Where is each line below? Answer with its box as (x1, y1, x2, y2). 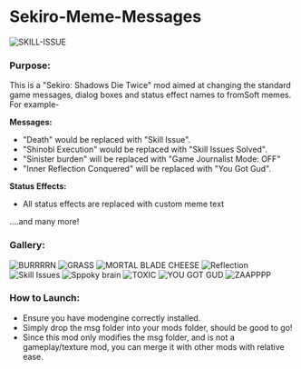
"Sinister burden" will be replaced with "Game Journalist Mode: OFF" (22, 154, 281, 165)
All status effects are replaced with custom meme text (22, 198, 225, 210)
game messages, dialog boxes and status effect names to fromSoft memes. (9, 89, 292, 101)
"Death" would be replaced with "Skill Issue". (22, 135, 191, 145)
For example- (9, 99, 60, 110)
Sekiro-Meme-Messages (9, 6, 202, 27)
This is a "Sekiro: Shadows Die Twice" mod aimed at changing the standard (9, 80, 292, 91)
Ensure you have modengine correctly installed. (22, 312, 201, 324)
